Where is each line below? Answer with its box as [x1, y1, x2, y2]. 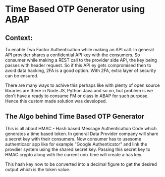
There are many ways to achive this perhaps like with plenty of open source [5, 82, 160, 88]
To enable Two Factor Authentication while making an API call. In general [5, 47, 154, 52]
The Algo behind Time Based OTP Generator [5, 112, 145, 121]
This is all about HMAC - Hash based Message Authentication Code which [5, 125, 157, 131]
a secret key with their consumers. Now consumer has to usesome [5, 136, 142, 142]
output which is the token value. [5, 166, 70, 172]
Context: [5, 34, 33, 42]
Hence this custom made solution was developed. [5, 98, 108, 104]
